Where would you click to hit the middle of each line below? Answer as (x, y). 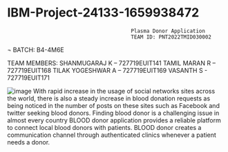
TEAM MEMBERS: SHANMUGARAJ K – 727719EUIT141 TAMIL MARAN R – (112, 63)
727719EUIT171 (28, 78)
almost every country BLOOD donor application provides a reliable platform (114, 120)
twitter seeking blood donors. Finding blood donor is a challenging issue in (113, 113)
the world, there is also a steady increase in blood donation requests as (109, 98)
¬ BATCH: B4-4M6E (36, 50)
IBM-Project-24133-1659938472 (103, 13)
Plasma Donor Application (168, 31)
